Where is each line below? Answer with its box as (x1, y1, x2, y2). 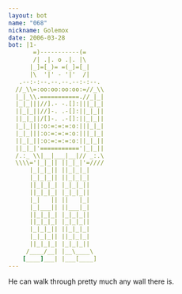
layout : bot (8, 11, 47, 20)
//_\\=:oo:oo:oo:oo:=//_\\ (15, 85, 104, 94)
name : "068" (8, 19, 47, 27)
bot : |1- (8, 41, 37, 49)
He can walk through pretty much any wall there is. (8, 277, 174, 286)
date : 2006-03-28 (8, 33, 66, 42)
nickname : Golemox (8, 26, 69, 34)
